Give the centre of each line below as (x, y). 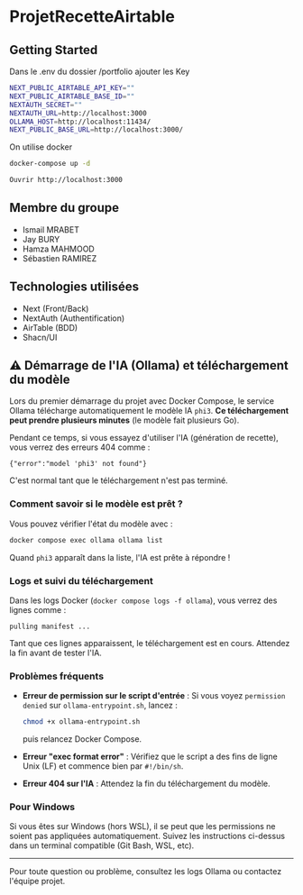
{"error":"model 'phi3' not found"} (78, 464)
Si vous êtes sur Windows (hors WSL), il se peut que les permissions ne (143, 827)
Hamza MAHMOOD (58, 249)
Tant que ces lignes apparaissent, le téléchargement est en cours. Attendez (150, 643)
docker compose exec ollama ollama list (87, 540)
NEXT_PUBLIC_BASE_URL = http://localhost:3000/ (96, 130)
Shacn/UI (40, 337)
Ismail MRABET (50, 229)
